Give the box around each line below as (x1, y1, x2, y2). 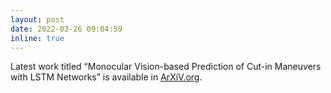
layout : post (10, 14, 65, 25)
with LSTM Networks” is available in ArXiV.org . (10, 71, 203, 83)
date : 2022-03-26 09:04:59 (10, 24, 123, 34)
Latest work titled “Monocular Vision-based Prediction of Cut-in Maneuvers (10, 61, 322, 73)
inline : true (10, 33, 65, 43)
